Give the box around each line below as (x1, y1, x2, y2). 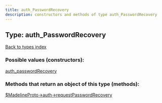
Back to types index (5, 44, 47, 50)
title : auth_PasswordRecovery (5, 7, 69, 13)
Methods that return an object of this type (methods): (5, 80, 140, 87)
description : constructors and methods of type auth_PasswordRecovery (5, 12, 157, 17)
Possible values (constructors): (5, 56, 85, 63)
